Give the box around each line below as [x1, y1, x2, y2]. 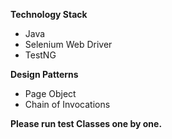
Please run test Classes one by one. [10, 118, 163, 129]
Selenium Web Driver [24, 39, 113, 50]
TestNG [24, 49, 57, 61]
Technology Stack [10, 9, 88, 20]
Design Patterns [10, 69, 79, 80]
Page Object [24, 88, 77, 99]
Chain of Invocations [24, 99, 111, 110]
